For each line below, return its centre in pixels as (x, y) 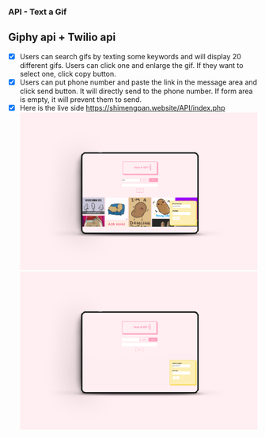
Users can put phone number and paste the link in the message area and (138, 82)
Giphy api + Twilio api (62, 38)
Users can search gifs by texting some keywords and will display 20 (130, 56)
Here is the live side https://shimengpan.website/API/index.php (122, 107)
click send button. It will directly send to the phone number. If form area (136, 91)
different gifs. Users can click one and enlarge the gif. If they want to (131, 65)
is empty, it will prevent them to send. (81, 99)
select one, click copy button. (68, 73)
